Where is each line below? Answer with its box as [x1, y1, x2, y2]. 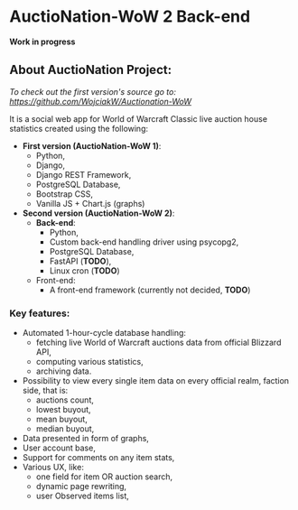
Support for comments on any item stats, [22, 452, 175, 463]
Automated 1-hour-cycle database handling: [22, 328, 187, 338]
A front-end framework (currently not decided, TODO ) [49, 284, 251, 295]
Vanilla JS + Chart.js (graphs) [35, 198, 145, 209]
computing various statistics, [35, 357, 144, 367]
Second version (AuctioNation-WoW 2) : [22, 208, 175, 218]
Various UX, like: [22, 462, 84, 473]
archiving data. [35, 366, 92, 376]
